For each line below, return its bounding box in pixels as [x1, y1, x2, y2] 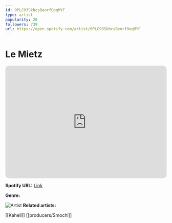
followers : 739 [5, 21, 38, 27]
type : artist [5, 12, 33, 17]
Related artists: [23, 203, 56, 209]
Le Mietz [5, 49, 42, 60]
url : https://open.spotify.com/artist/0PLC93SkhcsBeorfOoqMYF [5, 27, 141, 32]
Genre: [5, 192, 20, 198]
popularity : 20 [5, 17, 38, 22]
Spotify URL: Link [5, 183, 43, 189]
